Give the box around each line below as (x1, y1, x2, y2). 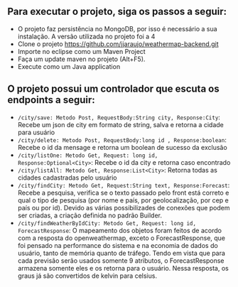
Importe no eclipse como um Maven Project (17, 47, 146, 55)
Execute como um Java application (17, 62, 121, 70)
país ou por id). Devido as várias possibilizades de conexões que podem (17, 203, 230, 212)
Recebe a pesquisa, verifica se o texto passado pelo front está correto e (17, 188, 229, 197)
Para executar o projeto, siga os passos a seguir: (7, 6, 227, 18)
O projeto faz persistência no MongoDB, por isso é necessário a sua (17, 24, 218, 33)
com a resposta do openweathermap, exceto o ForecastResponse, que (17, 234, 226, 242)
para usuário (17, 128, 55, 136)
